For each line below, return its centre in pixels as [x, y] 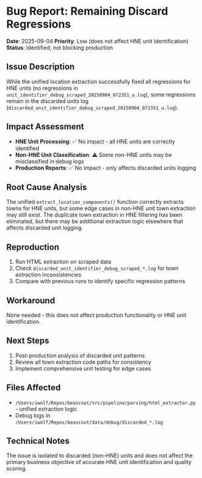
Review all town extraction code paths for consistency [83, 362]
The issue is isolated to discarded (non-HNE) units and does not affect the [100, 455]
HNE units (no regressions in [42, 88]
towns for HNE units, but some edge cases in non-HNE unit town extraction [101, 208]
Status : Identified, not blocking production [60, 48]
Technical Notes [38, 441]
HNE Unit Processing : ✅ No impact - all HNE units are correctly [95, 141]
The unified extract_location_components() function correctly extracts [95, 202]
